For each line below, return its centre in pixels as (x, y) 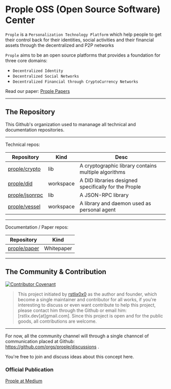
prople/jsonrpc (25, 195)
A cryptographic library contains (118, 165)
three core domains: (26, 60)
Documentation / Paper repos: (37, 227)
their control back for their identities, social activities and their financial (80, 40)
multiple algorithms (103, 172)
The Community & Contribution (56, 272)
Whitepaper (58, 248)
